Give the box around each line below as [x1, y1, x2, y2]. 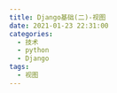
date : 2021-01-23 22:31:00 [9, 21, 109, 30]
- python [17, 46, 50, 55]
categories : [9, 29, 53, 38]
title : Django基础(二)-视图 [9, 12, 106, 22]
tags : [9, 63, 29, 72]
